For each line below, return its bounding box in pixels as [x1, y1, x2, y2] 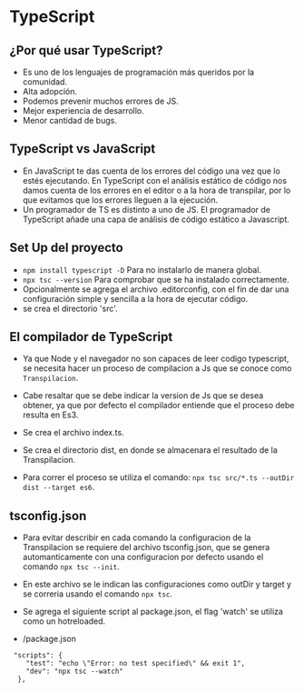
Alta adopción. [22, 86, 77, 96]
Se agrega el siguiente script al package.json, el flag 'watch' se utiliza [22, 607, 284, 617]
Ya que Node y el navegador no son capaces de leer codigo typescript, [22, 353, 289, 365]
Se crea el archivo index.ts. [22, 427, 124, 438]
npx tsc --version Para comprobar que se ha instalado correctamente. [22, 274, 289, 285]
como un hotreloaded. [22, 616, 106, 627]
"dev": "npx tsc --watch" [25, 667, 124, 677]
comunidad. [22, 76, 68, 87]
